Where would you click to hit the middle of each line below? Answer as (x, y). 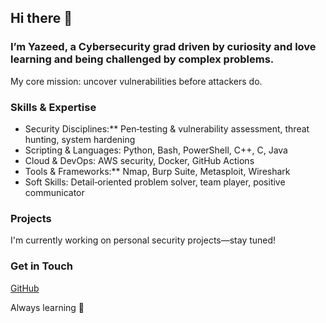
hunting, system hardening (80, 139)
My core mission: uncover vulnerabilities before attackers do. (136, 81)
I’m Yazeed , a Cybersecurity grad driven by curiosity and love (163, 47)
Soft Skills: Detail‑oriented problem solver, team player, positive (155, 182)
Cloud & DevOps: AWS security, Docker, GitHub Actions (139, 160)
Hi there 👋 (41, 18)
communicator (54, 192)
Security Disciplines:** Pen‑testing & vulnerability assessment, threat (167, 128)
